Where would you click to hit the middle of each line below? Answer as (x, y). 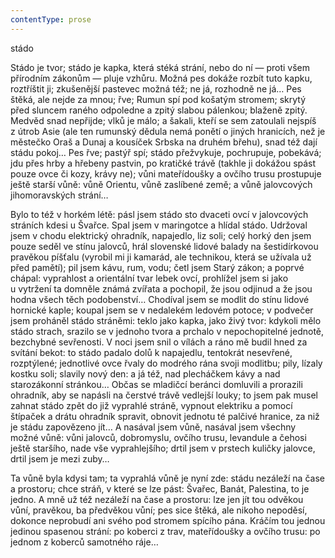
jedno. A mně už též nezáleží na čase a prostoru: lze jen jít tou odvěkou (157, 499)
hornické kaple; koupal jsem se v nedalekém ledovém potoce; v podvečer (162, 310)
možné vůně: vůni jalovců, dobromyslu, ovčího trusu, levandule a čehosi (158, 437)
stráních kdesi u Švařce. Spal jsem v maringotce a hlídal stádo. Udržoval (159, 225)
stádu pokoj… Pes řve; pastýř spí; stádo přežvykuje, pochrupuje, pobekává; (166, 152)
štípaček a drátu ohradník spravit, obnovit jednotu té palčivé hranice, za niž (165, 416)
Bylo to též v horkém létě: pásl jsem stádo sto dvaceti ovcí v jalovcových (159, 214)
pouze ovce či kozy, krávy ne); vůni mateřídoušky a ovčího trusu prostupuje (166, 173)
